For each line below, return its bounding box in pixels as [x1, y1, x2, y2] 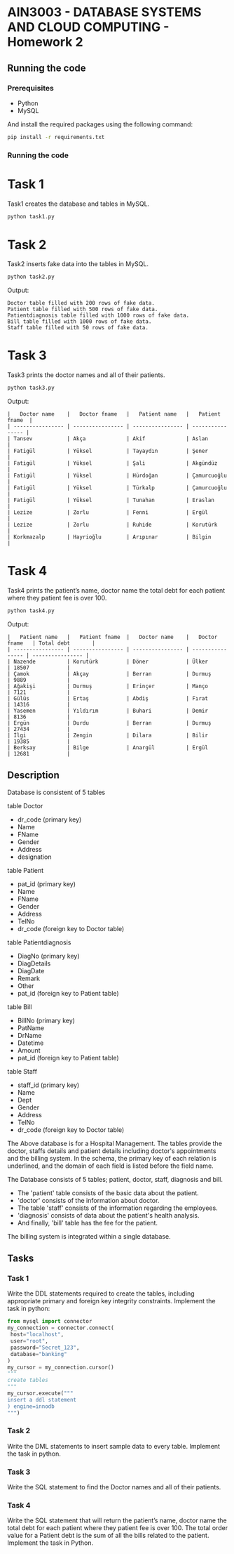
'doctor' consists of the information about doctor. [17, 1196, 160, 1204]
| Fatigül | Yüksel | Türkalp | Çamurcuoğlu [7, 485, 228, 492]
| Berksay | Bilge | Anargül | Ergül [7, 744, 209, 751]
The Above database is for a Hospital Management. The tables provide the [7, 1139, 223, 1147]
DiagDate [17, 966, 45, 975]
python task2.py [7, 273, 55, 281]
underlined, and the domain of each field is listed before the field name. [7, 1161, 214, 1170]
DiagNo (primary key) [17, 952, 80, 960]
